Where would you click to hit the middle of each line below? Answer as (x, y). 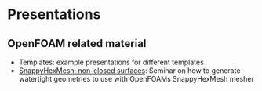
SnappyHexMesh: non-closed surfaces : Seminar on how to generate (129, 71)
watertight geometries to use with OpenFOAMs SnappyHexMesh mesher (136, 79)
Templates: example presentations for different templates (111, 62)
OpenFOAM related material (77, 44)
